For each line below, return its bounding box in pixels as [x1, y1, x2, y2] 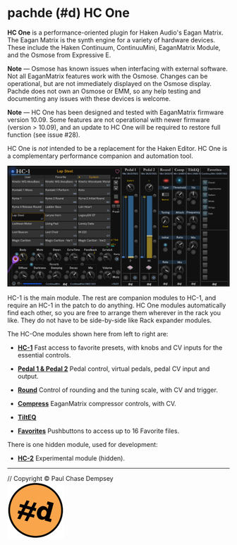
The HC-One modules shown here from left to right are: [7, 329, 169, 338]
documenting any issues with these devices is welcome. [7, 94, 171, 103]
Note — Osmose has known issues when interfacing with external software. [7, 64, 228, 73]
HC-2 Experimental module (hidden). [17, 453, 126, 463]
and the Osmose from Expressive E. [7, 51, 111, 59]
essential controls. [17, 350, 71, 359]
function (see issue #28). [7, 130, 80, 139]
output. [17, 372, 39, 380]
